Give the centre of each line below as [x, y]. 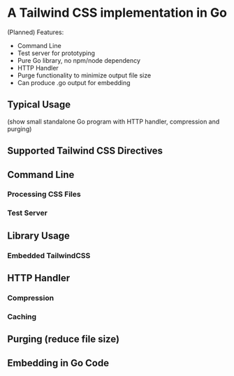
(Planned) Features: [36, 32]
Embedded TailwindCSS [49, 255]
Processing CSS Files [44, 195]
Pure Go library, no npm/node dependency [79, 60]
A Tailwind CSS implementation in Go [117, 13]
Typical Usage [39, 105]
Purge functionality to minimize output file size [84, 75]
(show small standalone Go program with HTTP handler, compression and [114, 121]
